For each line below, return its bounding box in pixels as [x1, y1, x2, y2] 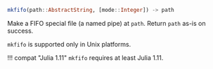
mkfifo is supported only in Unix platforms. [7, 40, 131, 48]
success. [7, 26, 34, 35]
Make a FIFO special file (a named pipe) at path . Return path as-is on [7, 19, 206, 27]
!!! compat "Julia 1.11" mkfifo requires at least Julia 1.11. [7, 53, 164, 62]
